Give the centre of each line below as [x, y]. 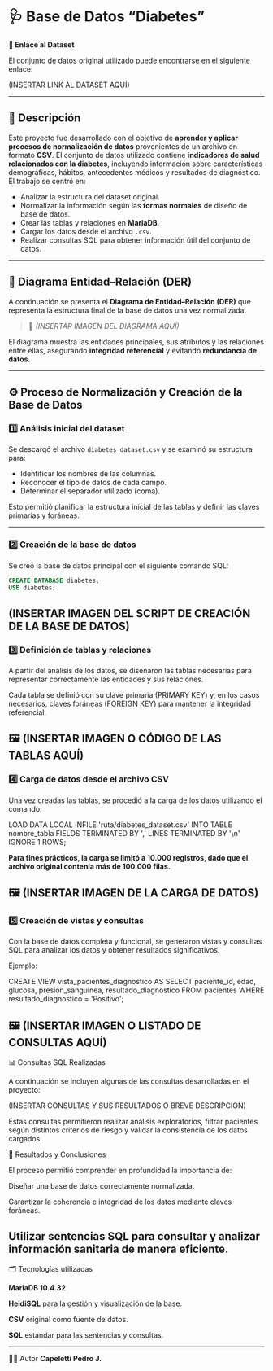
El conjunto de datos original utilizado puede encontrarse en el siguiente [129, 60]
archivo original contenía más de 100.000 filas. [89, 866]
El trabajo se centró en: [48, 181]
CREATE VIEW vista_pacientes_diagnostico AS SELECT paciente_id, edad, [132, 982]
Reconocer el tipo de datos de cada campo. [93, 483]
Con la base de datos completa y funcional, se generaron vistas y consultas [135, 941]
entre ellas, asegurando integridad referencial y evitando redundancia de [133, 350]
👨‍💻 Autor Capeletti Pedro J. [55, 1358]
